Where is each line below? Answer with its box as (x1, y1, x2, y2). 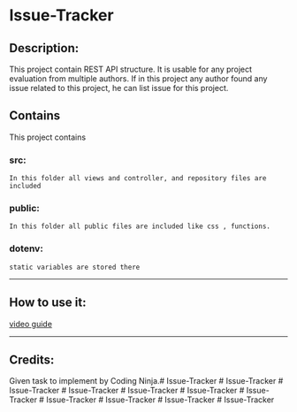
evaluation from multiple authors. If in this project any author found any (9, 73, 268, 84)
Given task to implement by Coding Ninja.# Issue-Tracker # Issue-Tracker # (9, 376, 284, 386)
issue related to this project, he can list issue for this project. (9, 83, 229, 93)
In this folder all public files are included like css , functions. (9, 222, 271, 231)
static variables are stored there (9, 263, 141, 271)
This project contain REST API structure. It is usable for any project (9, 64, 253, 74)
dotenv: (9, 242, 44, 255)
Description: (9, 41, 80, 56)
